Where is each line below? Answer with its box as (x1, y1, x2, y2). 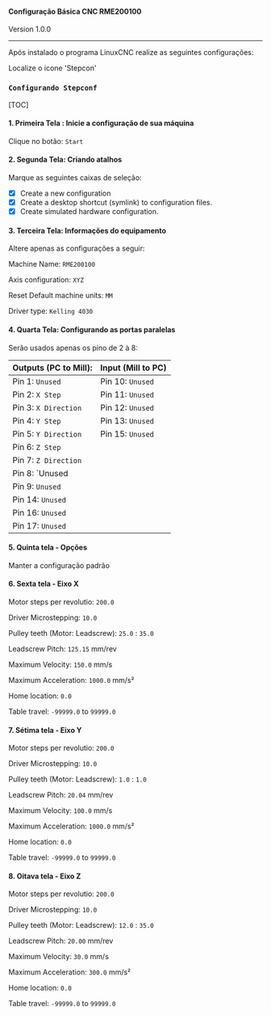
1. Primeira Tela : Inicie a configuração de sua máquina (8, 118, 194, 128)
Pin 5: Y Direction (12, 428, 82, 440)
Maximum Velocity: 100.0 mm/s (8, 806, 113, 815)
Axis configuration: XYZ (8, 275, 85, 284)
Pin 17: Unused (12, 520, 67, 531)
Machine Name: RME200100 (8, 259, 95, 269)
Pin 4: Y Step (12, 415, 61, 426)
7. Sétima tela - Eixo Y (8, 725, 82, 735)
